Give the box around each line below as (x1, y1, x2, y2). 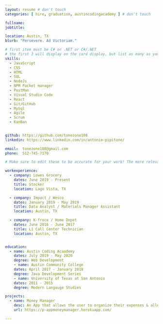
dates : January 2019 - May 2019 (14, 200, 79, 205)
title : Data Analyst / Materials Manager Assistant (14, 204, 120, 210)
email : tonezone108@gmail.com (5, 146, 68, 151)
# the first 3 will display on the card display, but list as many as (5, 52, 151, 57)
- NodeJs (9, 79, 27, 84)
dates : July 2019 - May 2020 (14, 253, 73, 258)
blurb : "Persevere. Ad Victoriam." (5, 38, 77, 43)
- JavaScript (9, 60, 36, 66)
